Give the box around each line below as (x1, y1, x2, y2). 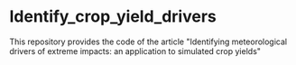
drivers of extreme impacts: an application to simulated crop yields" (9, 45, 262, 56)
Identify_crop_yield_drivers (9, 6, 217, 27)
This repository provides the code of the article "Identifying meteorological (9, 36, 287, 47)
